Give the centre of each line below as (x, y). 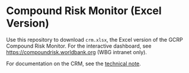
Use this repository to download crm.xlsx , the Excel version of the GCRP (95, 39)
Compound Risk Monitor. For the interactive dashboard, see (79, 46)
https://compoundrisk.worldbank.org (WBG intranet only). (76, 52)
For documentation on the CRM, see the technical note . (73, 64)
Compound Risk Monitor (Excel (84, 11)
